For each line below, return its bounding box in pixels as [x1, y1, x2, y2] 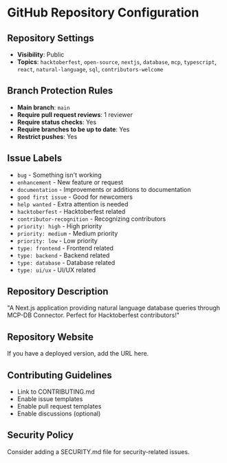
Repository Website [7, 331, 94, 343]
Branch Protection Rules [7, 85, 113, 97]
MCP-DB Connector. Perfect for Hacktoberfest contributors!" [7, 311, 180, 319]
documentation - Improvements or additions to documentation [17, 185, 191, 193]
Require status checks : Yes [17, 118, 97, 126]
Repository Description [7, 286, 109, 297]
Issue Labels [7, 153, 63, 164]
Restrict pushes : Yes [17, 132, 78, 140]
